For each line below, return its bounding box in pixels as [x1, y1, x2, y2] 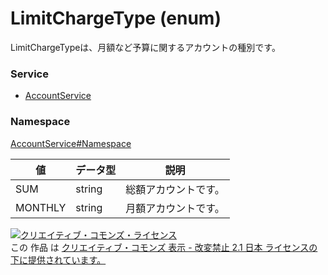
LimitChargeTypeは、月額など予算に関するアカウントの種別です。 [10, 41, 281, 53]
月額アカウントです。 [125, 201, 225, 215]
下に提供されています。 [10, 253, 107, 266]
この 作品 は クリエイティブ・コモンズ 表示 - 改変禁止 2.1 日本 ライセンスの [10, 241, 318, 253]
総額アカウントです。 [125, 182, 225, 196]
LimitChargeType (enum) [10, 7, 222, 30]
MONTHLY [15, 200, 67, 214]
